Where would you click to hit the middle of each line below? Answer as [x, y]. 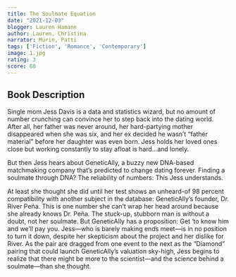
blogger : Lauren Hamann [42, 27]
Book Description [46, 95]
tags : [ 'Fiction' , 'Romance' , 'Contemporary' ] [77, 47]
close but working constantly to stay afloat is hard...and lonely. [98, 149]
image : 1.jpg [26, 54]
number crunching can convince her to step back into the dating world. [111, 119]
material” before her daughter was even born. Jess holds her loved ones [112, 142]
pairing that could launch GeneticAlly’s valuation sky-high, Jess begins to [113, 252]
